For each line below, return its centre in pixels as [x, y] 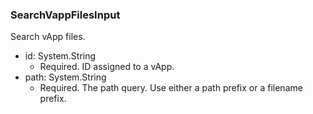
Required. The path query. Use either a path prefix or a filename [171, 88]
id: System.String [60, 56]
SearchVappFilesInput [65, 15]
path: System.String [65, 77]
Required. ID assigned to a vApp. [107, 67]
